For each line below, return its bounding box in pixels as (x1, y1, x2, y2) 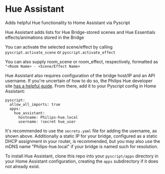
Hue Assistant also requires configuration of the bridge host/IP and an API (5, 72, 155, 78)
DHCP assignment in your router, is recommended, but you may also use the (5, 138, 161, 144)
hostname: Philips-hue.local (18, 115, 78, 120)
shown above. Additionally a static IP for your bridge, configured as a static (5, 133, 158, 139)
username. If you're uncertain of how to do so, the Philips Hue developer (5, 78, 153, 84)
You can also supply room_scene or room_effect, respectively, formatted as (5, 58, 159, 64)
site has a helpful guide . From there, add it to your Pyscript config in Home (5, 83, 157, 89)
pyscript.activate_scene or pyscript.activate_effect (5, 49, 116, 55)
